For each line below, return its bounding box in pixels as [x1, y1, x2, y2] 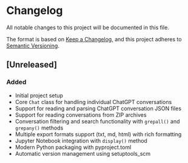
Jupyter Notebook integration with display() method [15, 137, 147, 144]
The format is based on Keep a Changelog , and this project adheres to [6, 35, 182, 43]
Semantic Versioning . [6, 42, 59, 49]
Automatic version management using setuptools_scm [15, 150, 151, 157]
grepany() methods [15, 124, 64, 131]
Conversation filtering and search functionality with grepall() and [15, 117, 180, 125]
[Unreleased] [6, 60, 58, 70]
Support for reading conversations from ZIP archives [15, 111, 147, 119]
